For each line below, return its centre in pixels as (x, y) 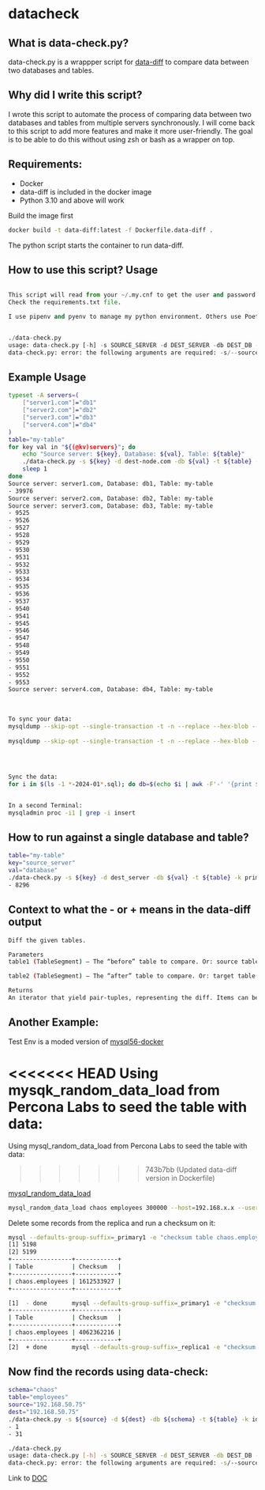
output (25, 922)
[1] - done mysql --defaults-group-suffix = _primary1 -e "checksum (132, 1303)
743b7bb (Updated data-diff (191, 1169)
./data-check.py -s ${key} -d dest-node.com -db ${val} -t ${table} (137, 462)
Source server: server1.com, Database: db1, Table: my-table (111, 483)
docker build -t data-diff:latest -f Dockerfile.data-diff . (111, 230)
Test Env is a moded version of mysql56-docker (86, 1042)
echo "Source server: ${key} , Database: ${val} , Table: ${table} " (134, 454)
